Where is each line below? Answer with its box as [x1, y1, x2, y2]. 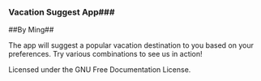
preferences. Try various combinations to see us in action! [8, 49, 203, 59]
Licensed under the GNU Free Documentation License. [8, 65, 191, 75]
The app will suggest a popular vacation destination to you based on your [8, 40, 254, 50]
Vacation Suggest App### [8, 6, 115, 18]
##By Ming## [8, 25, 54, 35]
